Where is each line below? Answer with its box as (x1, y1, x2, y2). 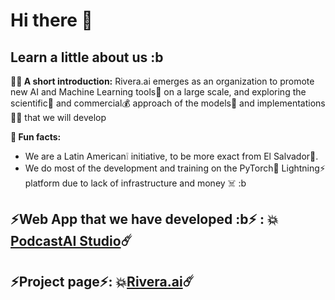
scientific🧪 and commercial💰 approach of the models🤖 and (10, 97, 255, 109)
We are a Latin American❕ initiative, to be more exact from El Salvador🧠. (24, 150, 319, 162)
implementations (256, 97, 326, 109)
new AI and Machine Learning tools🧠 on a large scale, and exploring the (10, 86, 307, 98)
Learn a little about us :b (10, 49, 164, 66)
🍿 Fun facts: (10, 131, 62, 143)
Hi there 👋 (10, 9, 93, 32)
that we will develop (24, 112, 107, 123)
